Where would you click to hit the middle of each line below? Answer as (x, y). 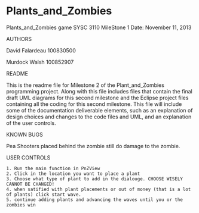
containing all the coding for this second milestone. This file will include (94, 104)
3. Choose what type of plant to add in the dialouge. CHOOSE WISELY (95, 179)
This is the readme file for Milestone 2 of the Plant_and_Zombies (85, 85)
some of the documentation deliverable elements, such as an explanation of (99, 110)
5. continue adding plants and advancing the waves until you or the (95, 200)
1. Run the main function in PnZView (53, 168)
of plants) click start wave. (44, 195)
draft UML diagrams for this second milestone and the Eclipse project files (97, 98)
